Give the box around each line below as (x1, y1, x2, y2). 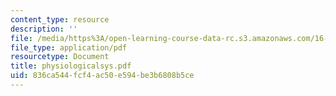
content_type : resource (10, 14, 110, 25)
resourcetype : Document (10, 52, 110, 62)
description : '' (10, 24, 78, 34)
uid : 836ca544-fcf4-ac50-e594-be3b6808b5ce (10, 71, 195, 81)
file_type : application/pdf (10, 42, 128, 53)
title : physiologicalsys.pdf (10, 61, 132, 71)
